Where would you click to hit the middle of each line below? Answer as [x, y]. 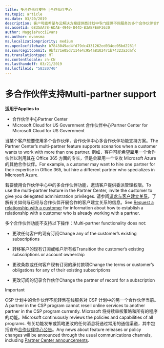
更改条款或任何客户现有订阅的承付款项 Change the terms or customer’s [83, 265]
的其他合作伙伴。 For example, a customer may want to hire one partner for [80, 164]
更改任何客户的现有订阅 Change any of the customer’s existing [74, 233]
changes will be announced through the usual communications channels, [79, 335]
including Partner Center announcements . [47, 340]
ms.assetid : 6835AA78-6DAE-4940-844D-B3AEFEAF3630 [58, 28]
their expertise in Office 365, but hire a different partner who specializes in [80, 169]
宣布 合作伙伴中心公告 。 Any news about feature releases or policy [75, 329]
